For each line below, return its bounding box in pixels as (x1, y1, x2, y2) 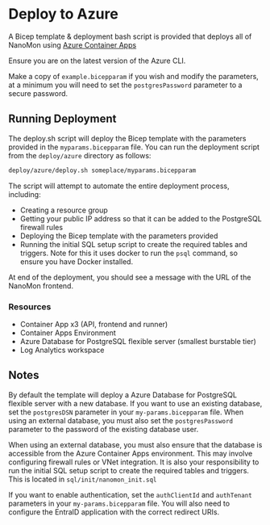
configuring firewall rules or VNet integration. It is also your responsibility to (8, 457, 260, 467)
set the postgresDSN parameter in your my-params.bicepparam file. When (8, 407, 244, 417)
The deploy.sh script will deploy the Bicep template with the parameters (8, 133, 247, 143)
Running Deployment (8, 112, 117, 126)
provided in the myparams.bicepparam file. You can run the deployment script (8, 142, 260, 152)
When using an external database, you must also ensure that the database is (8, 439, 263, 449)
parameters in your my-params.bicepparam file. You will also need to (8, 498, 231, 508)
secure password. (8, 88, 69, 98)
